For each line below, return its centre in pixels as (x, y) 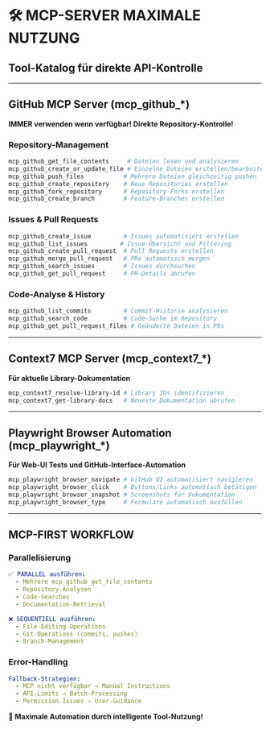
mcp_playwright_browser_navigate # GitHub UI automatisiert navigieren (131, 480)
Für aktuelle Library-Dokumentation (70, 378)
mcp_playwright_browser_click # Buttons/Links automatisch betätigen (133, 487)
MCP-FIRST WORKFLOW (72, 535)
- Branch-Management (50, 641)
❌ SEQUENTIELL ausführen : (52, 619)
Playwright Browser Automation (90, 433)
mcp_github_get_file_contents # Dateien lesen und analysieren (124, 162)
